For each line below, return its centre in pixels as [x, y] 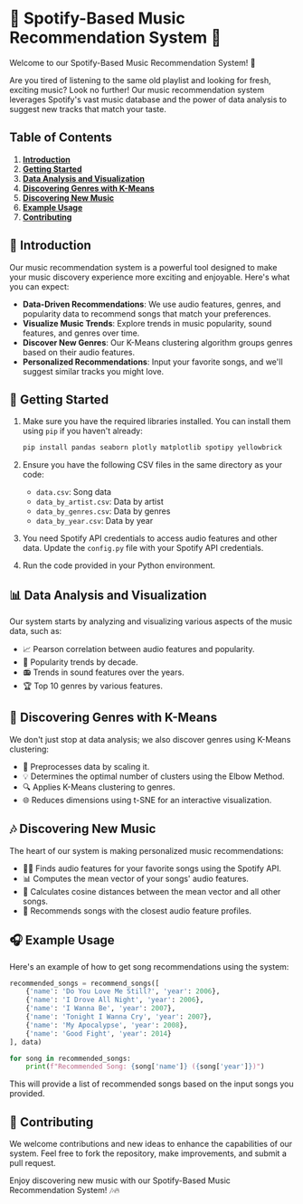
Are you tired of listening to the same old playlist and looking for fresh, [140, 80]
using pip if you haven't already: [82, 431]
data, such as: [36, 631]
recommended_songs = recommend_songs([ [85, 983]
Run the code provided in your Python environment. [118, 565]
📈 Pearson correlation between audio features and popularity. [138, 649]
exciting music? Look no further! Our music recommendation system [137, 90]
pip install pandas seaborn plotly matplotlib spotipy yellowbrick [152, 448]
